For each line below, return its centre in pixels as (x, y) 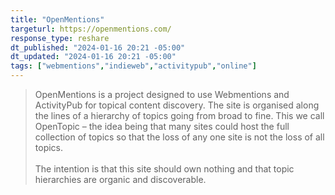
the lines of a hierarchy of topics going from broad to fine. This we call (179, 115)
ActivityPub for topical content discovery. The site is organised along (177, 105)
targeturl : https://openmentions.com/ (91, 29)
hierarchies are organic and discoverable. (120, 179)
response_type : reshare (60, 38)
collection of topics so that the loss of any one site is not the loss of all (179, 137)
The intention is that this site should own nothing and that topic (164, 169)
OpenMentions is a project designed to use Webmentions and (162, 94)
